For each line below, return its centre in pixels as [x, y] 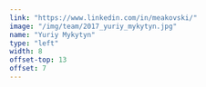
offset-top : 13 [38, 60]
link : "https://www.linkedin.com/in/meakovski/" [103, 18]
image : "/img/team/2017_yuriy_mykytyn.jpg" [93, 26]
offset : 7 [28, 69]
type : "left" [34, 43]
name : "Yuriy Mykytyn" [52, 34]
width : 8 [26, 52]
